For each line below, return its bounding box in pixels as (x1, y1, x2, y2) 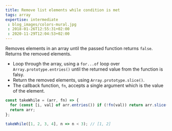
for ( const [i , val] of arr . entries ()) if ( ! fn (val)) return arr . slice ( (10, 102, 168, 107)
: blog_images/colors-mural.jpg (7, 21, 77, 27)
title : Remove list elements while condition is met (5, 7, 120, 13)
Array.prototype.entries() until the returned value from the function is (12, 66, 163, 72)
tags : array (5, 12, 31, 17)
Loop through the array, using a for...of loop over (12, 61, 120, 67)
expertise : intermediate (5, 17, 58, 22)
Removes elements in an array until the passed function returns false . (5, 46, 153, 51)
